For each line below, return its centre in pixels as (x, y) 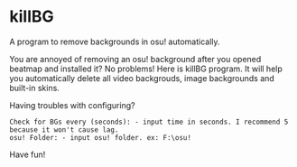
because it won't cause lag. (64, 130)
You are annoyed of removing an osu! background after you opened (135, 59)
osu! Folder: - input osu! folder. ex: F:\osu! (101, 137)
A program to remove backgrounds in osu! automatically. (115, 42)
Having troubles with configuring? (72, 105)
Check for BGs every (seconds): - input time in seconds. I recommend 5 (149, 122)
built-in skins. (35, 88)
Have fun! (28, 154)
